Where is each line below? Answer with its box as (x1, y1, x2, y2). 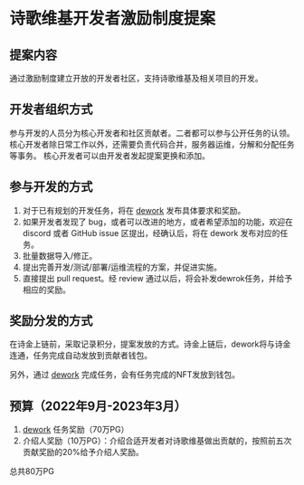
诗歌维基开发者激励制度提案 (9, 8, 216, 29)
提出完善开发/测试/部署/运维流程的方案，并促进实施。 (22, 262, 222, 272)
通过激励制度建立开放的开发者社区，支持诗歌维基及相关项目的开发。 (9, 73, 263, 83)
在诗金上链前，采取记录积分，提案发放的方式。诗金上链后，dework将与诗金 (9, 338, 291, 349)
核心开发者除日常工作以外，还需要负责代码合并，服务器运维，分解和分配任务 (9, 138, 295, 149)
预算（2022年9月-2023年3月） (9, 398, 187, 414)
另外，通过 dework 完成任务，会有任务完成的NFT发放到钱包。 (9, 369, 240, 380)
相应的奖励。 (22, 284, 71, 295)
